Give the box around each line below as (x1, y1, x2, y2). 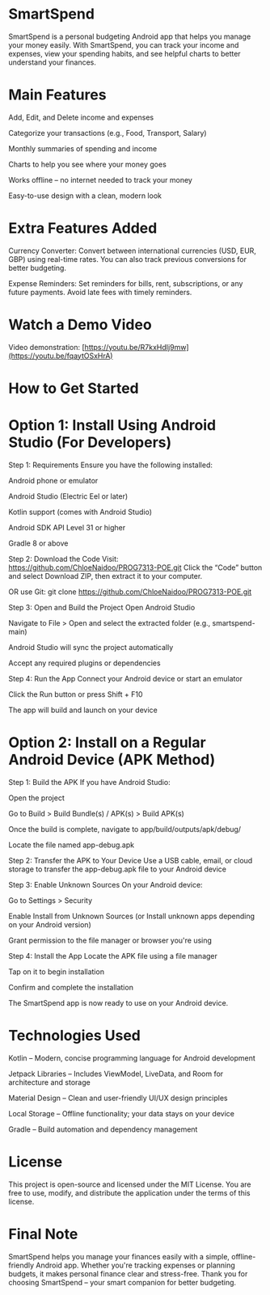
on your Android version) (8, 919, 91, 930)
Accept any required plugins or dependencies (8, 658, 161, 668)
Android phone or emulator (8, 475, 99, 485)
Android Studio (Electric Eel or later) (8, 491, 129, 501)
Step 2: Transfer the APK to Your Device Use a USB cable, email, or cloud (8, 855, 253, 865)
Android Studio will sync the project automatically (8, 642, 174, 652)
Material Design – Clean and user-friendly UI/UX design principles (8, 1093, 228, 1103)
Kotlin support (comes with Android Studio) (8, 507, 152, 517)
